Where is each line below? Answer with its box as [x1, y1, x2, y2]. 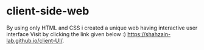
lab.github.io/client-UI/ [6, 37, 63, 44]
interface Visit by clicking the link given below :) [6, 30, 127, 37]
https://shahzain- [127, 30, 171, 37]
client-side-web [6, 4, 90, 18]
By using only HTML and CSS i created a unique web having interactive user [6, 24, 198, 31]
